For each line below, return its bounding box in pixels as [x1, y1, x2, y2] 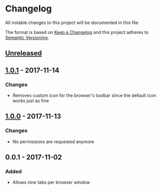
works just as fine [12, 98, 49, 104]
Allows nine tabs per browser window [12, 179, 90, 185]
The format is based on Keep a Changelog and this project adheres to [5, 29, 149, 35]
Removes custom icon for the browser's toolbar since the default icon [12, 92, 156, 98]
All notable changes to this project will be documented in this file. [5, 19, 140, 25]
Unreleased [5, 49, 42, 57]
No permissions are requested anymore [12, 138, 94, 144]
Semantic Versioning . [5, 34, 49, 40]
